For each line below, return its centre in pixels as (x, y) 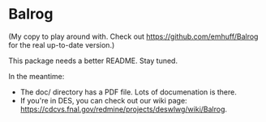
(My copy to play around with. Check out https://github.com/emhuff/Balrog (133, 36)
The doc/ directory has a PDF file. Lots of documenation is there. (129, 92)
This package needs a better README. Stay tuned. (93, 61)
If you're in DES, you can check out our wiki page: (104, 100)
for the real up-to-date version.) (62, 44)
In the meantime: (36, 76)
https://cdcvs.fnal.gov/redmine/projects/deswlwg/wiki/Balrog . (124, 109)
